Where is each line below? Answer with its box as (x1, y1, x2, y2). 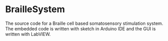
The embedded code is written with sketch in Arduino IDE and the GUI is (5, 25, 156, 31)
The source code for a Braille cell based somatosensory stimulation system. (5, 20, 163, 26)
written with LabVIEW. (5, 31, 51, 37)
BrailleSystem (5, 4, 65, 15)
